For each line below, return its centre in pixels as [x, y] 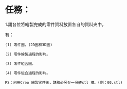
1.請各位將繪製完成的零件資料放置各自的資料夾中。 [55, 24]
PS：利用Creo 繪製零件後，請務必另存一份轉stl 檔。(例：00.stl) [64, 82]
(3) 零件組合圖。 [20, 64]
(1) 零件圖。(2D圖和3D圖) [29, 45]
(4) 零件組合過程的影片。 [27, 73]
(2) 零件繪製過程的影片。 [27, 54]
